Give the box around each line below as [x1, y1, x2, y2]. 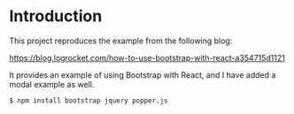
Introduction [9, 6, 103, 27]
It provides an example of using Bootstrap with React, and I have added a [9, 69, 276, 80]
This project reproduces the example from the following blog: [9, 35, 233, 46]
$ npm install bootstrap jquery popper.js [9, 95, 168, 105]
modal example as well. [9, 79, 95, 89]
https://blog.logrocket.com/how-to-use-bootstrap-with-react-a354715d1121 [9, 52, 285, 63]
